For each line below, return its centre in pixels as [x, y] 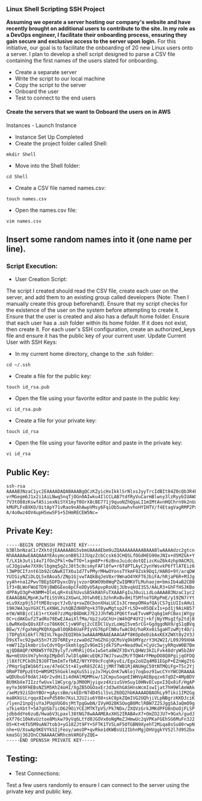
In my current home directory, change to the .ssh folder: [84, 354]
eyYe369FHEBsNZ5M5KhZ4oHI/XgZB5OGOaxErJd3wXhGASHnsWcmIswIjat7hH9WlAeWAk [101, 687]
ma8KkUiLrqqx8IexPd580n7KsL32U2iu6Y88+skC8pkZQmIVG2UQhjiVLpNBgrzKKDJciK [101, 698]
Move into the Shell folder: [47, 165]
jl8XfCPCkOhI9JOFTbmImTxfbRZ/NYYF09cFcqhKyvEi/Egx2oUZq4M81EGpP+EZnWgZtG [101, 661]
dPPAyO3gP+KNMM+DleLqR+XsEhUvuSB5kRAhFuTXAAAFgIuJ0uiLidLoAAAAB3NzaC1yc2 [101, 592]
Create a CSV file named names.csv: [60, 188]
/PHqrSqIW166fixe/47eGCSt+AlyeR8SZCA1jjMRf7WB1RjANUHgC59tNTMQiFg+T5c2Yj [101, 666]
